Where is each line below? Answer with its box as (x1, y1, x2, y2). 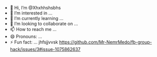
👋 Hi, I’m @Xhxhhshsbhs (10, 5, 61, 10)
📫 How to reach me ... (10, 26, 57, 32)
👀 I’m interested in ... (10, 10, 53, 16)
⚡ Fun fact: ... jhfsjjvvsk (10, 39, 59, 45)
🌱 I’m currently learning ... (10, 15, 64, 21)
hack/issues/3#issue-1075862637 (10, 46, 81, 52)
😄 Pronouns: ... (10, 33, 43, 39)
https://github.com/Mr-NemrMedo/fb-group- (59, 39, 152, 45)
